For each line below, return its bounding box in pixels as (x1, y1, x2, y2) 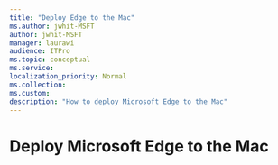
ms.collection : (9, 80, 67, 89)
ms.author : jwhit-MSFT (9, 22, 95, 31)
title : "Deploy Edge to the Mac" (9, 13, 135, 23)
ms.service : (9, 64, 54, 73)
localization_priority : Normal (9, 72, 127, 81)
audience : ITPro (9, 47, 70, 56)
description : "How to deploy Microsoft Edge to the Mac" (9, 96, 228, 106)
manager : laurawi (9, 38, 75, 48)
